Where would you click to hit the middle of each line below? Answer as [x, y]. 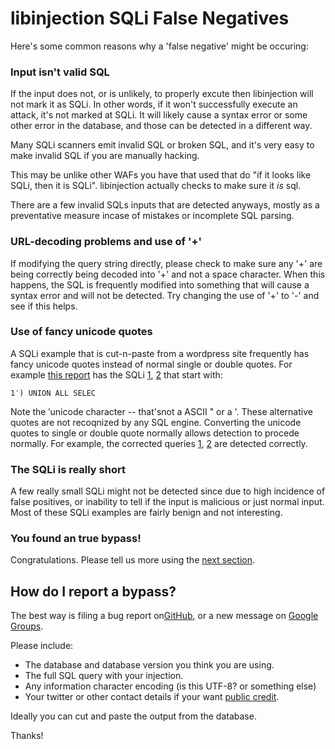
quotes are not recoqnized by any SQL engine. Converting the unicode [156, 422]
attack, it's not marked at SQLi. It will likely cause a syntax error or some [159, 115]
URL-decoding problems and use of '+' [106, 242]
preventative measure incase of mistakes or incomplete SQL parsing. [152, 216]
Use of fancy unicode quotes [81, 332]
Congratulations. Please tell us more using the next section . [133, 560]
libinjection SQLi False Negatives [150, 18]
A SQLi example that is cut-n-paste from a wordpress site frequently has [160, 353]
